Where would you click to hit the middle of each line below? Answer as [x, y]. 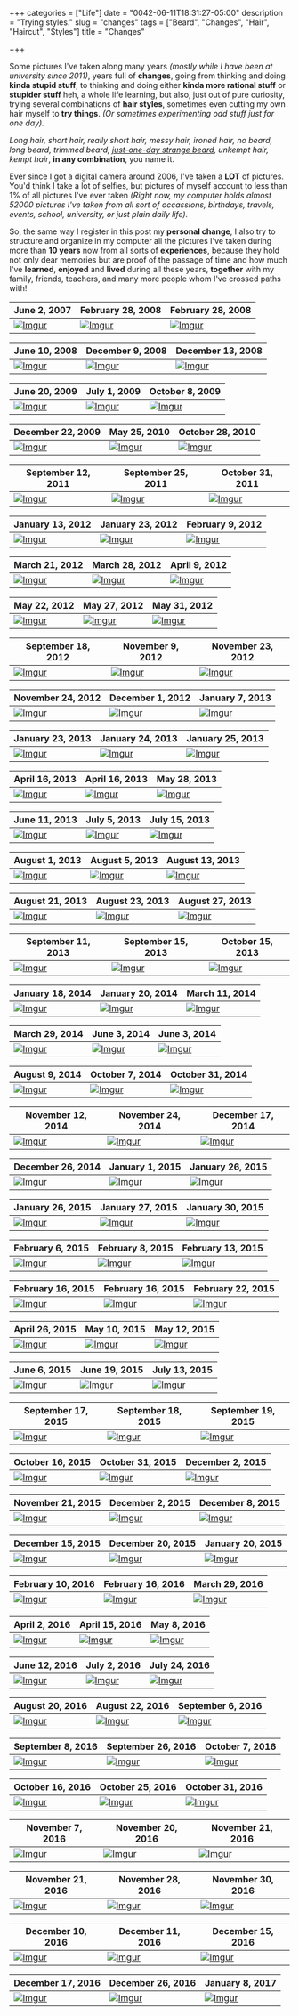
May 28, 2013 [187, 779]
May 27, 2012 [113, 606]
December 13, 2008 [219, 351]
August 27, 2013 [214, 901]
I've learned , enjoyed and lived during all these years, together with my [141, 269]
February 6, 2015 [52, 1248]
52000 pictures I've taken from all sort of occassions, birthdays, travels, [142, 205]
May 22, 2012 [44, 606]
